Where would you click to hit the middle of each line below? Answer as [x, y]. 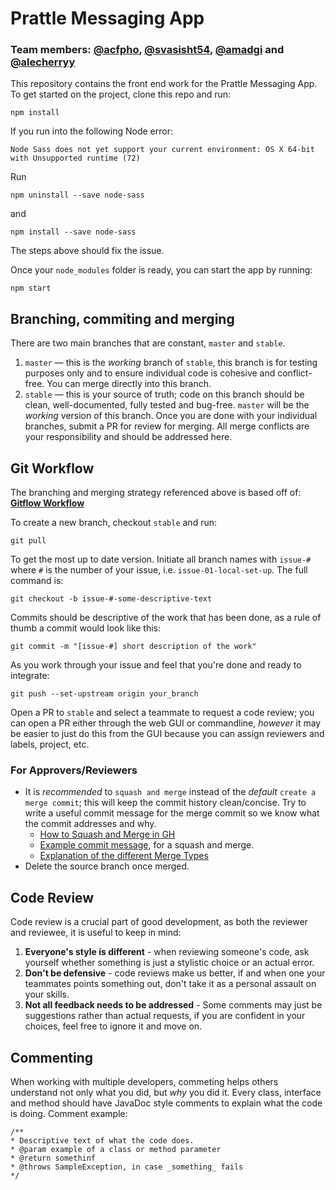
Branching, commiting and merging [122, 318]
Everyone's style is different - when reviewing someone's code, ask [167, 952]
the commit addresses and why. [90, 824]
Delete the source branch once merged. [107, 866]
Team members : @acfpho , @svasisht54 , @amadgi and [147, 50]
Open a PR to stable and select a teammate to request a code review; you [162, 713]
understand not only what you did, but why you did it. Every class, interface [166, 1093]
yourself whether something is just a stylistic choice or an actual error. [169, 963]
